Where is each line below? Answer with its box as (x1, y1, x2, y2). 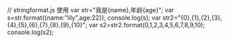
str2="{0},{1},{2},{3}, (162, 14, 223, 22)
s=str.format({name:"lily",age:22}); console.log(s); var (7, 14, 162, 22)
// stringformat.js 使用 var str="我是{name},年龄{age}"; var (7, 6, 175, 14)
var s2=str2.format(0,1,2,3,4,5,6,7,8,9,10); (89, 21, 205, 29)
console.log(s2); (7, 28, 54, 36)
